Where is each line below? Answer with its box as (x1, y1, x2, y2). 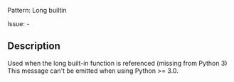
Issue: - (7, 20, 30, 28)
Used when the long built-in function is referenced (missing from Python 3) (7, 59, 228, 67)
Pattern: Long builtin (7, 6, 67, 14)
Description (7, 40, 60, 52)
